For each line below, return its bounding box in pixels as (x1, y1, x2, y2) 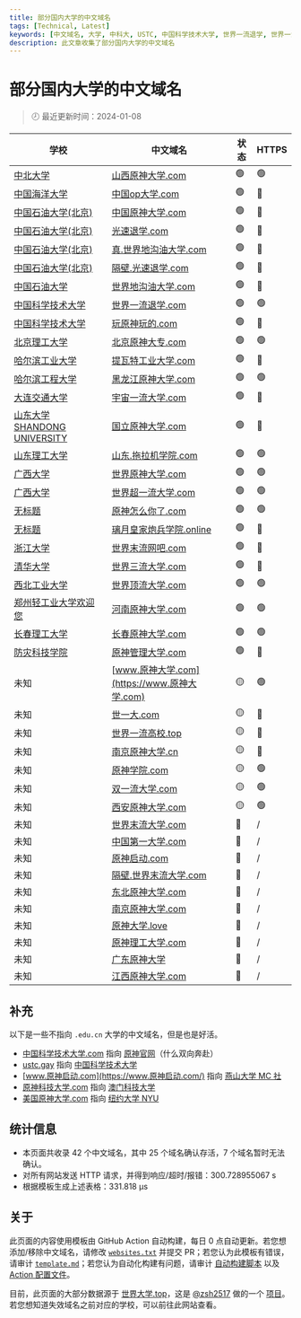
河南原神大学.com (111, 603, 186, 616)
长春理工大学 (13, 628, 69, 640)
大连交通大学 (13, 391, 69, 404)
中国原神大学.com (111, 206, 186, 218)
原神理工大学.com (111, 936, 186, 949)
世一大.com (111, 708, 159, 721)
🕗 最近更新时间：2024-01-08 (30, 111, 142, 122)
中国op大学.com (111, 188, 180, 200)
